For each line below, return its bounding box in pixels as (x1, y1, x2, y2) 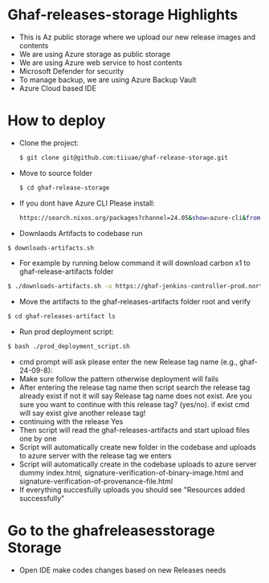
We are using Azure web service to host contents (18, 58, 182, 67)
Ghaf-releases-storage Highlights (7, 6, 238, 24)
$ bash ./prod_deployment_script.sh (7, 343, 130, 351)
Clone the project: (18, 138, 79, 148)
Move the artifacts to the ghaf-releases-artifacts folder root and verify (18, 297, 251, 307)
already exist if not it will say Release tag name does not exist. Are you (18, 391, 252, 401)
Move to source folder (18, 168, 93, 177)
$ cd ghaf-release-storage (18, 183, 110, 192)
